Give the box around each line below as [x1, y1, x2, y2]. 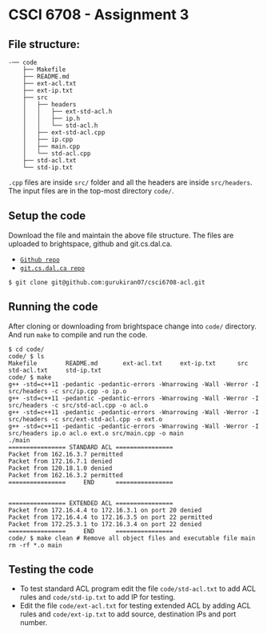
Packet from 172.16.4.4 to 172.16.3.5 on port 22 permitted [8, 513, 213, 521]
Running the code [8, 300, 98, 313]
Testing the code [8, 563, 94, 576]
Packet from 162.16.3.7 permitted [8, 450, 124, 458]
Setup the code [8, 209, 86, 223]
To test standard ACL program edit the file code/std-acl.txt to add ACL [19, 584, 257, 593]
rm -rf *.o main [8, 541, 62, 549]
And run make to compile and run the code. [8, 329, 148, 339]
